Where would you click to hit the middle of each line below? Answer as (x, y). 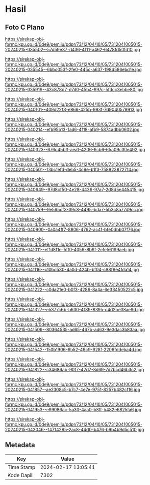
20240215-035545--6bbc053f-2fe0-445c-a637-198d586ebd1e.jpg (74, 69)
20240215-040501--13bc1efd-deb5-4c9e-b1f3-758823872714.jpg (72, 169)
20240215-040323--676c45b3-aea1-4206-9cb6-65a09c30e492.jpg (75, 149)
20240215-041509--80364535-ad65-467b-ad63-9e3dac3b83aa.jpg (75, 329)
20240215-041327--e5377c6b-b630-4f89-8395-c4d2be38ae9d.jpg (75, 309)
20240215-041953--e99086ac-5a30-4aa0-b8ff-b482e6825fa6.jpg (73, 409)
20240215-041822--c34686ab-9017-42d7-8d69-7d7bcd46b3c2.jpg (75, 370)
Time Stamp (22, 467)
